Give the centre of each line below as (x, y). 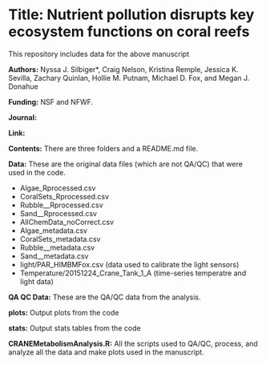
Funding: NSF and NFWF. (51, 102)
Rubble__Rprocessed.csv (62, 205)
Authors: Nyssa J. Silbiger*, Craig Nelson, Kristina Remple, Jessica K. (123, 69)
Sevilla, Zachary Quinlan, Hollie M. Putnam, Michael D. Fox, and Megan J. (129, 78)
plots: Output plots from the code (64, 312)
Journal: (23, 117)
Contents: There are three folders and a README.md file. (103, 148)
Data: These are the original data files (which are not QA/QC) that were (125, 164)
